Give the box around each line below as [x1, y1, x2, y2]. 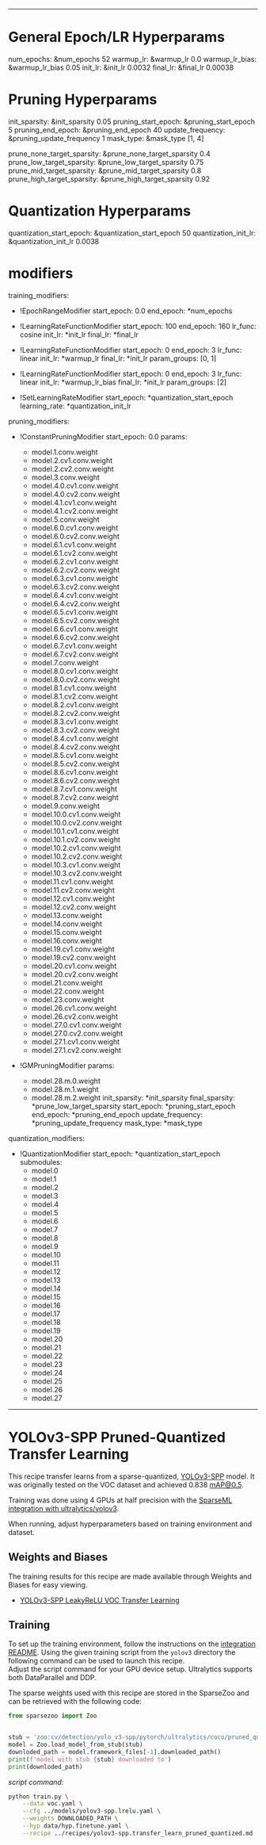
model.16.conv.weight [31, 936, 103, 945]
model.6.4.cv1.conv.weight [31, 590, 119, 599]
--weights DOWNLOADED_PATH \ [22, 1815, 119, 1823]
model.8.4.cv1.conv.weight [31, 733, 119, 743]
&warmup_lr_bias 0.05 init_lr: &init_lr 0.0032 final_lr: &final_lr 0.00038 [8, 63, 234, 72]
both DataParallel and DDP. [8, 1673, 97, 1682]
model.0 [31, 1166, 59, 1175]
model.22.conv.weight [31, 986, 104, 996]
